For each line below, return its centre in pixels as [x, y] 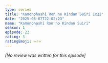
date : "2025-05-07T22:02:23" [35, 19]
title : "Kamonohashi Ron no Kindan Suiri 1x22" [54, 14]
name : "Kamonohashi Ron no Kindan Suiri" [48, 23]
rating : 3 [15, 37]
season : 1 [15, 28]
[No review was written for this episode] [45, 55]
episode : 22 [17, 32]
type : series [18, 10]
